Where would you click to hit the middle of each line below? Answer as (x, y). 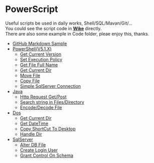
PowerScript (32, 9)
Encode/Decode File (41, 107)
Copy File (30, 81)
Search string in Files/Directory (52, 102)
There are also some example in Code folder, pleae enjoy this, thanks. (77, 34)
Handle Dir (31, 134)
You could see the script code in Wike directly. (53, 28)
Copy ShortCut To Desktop (48, 128)
